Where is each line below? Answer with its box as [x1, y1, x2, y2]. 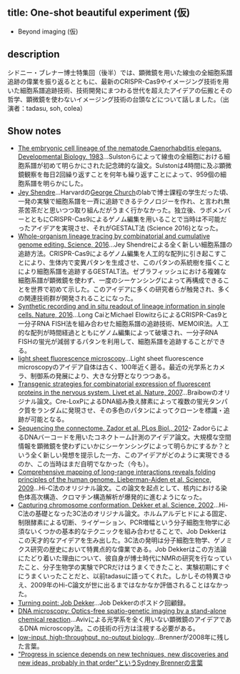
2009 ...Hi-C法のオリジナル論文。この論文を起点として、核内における [17, 484, 221, 492]
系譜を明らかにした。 [24, 179, 87, 188]
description [7, 49, 60, 61]
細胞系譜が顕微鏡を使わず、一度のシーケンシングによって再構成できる [17, 276, 224, 284]
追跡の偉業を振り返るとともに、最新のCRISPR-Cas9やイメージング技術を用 [7, 77, 229, 86]
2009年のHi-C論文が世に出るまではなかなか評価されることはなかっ [30, 581, 229, 590]
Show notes [7, 125, 61, 137]
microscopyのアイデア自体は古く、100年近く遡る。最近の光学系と [17, 363, 213, 372]
